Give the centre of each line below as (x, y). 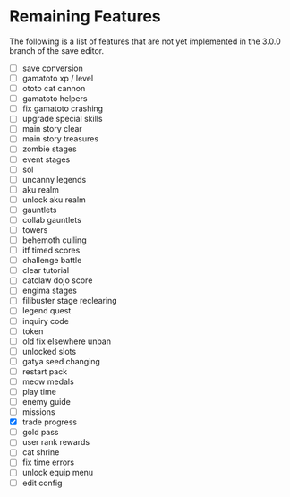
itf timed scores (51, 250)
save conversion (52, 68)
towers (35, 229)
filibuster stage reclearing (70, 301)
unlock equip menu (58, 473)
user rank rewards (56, 442)
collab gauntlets (52, 219)
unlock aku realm (54, 200)
